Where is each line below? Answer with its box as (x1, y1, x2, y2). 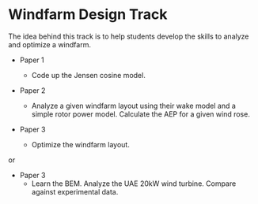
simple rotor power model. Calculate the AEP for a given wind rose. (31, 109, 251, 119)
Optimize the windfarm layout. (31, 139, 131, 149)
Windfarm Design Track (8, 6, 168, 24)
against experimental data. (31, 187, 119, 196)
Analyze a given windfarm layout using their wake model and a (31, 101, 236, 110)
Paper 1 (19, 55, 45, 65)
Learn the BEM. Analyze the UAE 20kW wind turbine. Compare (31, 179, 237, 188)
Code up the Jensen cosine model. (31, 70, 146, 80)
